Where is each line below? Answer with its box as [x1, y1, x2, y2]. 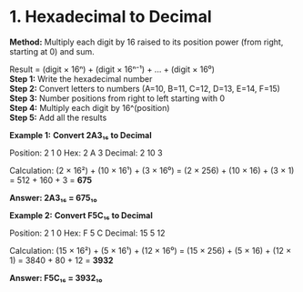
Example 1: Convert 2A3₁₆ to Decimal [9, 129, 152, 140]
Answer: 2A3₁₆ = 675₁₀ [9, 192, 97, 203]
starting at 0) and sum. [9, 45, 96, 56]
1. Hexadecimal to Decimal [9, 6, 212, 27]
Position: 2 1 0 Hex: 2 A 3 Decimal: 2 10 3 [9, 147, 163, 158]
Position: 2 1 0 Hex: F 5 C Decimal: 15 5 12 [9, 227, 166, 238]
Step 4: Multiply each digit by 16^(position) [9, 102, 170, 113]
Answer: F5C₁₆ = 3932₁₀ [9, 272, 103, 283]
